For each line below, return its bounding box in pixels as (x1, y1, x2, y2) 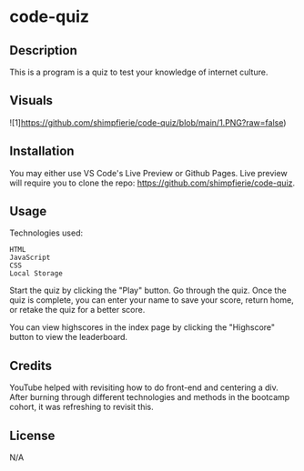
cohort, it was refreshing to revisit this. (9, 402, 155, 413)
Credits (9, 357, 53, 374)
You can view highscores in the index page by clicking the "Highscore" (9, 322, 276, 333)
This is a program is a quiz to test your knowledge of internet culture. (9, 66, 269, 77)
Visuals (9, 93, 53, 108)
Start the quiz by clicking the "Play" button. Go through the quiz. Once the (9, 285, 287, 296)
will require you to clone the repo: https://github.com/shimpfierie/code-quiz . (9, 177, 296, 188)
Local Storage (9, 269, 64, 278)
